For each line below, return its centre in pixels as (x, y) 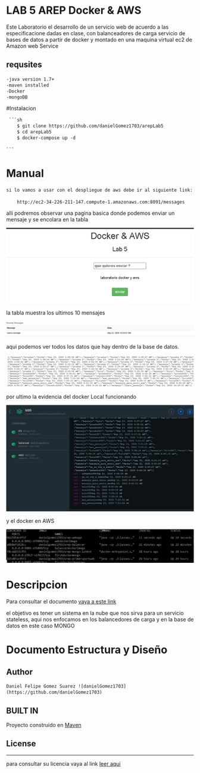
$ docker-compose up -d (46, 138)
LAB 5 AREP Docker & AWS (74, 10)
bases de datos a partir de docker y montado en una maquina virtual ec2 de (99, 39)
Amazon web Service (32, 46)
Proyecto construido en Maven (44, 725)
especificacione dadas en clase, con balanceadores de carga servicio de (96, 33)
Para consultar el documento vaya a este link (61, 602)
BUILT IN (22, 711)
